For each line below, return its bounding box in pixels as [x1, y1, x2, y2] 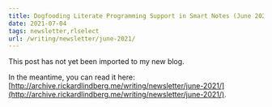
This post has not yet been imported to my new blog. [8, 57, 185, 66]
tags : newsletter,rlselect [8, 27, 100, 35]
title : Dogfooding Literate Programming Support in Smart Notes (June [8, 11, 252, 20]
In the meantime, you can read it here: [8, 72, 135, 82]
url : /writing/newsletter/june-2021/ [8, 34, 136, 43]
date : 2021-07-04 [8, 19, 67, 28]
